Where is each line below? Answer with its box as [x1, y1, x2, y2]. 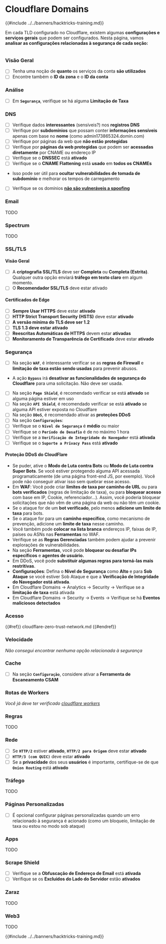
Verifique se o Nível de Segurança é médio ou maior [12, 423, 120, 429]
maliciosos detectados [12, 600, 60, 606]
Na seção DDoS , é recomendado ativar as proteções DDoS [12, 412, 131, 418]
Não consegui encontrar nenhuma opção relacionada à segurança [5, 647, 143, 653]
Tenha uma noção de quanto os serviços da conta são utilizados [12, 68, 146, 74]
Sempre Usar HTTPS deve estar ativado [12, 308, 96, 314]
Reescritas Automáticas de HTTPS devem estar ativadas [12, 330, 131, 336]
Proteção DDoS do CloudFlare [5, 451, 68, 458]
